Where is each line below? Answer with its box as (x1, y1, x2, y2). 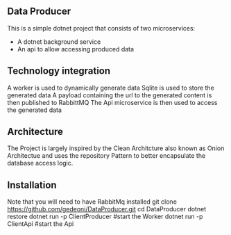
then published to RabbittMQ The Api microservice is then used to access (7, 98, 218, 106)
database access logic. (7, 159, 74, 168)
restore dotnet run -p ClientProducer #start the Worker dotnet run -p (7, 212, 203, 221)
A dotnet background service (17, 38, 101, 46)
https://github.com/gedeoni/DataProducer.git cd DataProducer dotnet (7, 205, 207, 213)
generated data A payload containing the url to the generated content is (7, 90, 212, 99)
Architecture (7, 126, 64, 138)
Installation (7, 179, 57, 191)
